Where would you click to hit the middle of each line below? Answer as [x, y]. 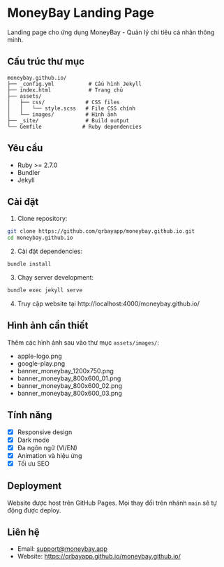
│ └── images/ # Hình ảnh [62, 114]
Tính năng [30, 415]
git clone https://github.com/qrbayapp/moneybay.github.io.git [101, 231]
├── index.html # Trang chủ [65, 90]
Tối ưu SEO [33, 464]
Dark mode [33, 440]
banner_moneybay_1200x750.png [65, 371]
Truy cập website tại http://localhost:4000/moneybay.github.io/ [109, 303]
